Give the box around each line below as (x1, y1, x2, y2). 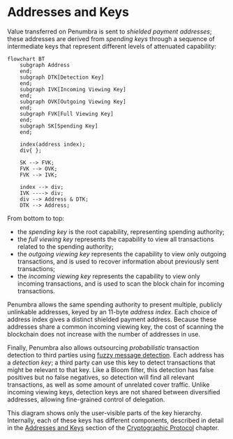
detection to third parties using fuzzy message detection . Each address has (7, 351, 225, 359)
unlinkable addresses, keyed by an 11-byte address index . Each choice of (7, 307, 218, 316)
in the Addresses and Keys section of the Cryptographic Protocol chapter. (7, 423, 220, 432)
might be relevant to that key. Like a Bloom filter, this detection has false (7, 365, 214, 373)
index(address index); (20, 141, 86, 148)
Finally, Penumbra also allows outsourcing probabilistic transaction (7, 343, 200, 352)
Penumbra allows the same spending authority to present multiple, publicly (7, 300, 223, 309)
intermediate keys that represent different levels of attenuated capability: (7, 42, 216, 50)
